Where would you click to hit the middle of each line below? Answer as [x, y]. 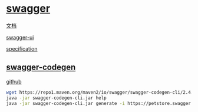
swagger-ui [20, 37]
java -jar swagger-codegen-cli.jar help [57, 98]
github [14, 81]
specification [22, 48]
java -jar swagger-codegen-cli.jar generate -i [66, 103]
